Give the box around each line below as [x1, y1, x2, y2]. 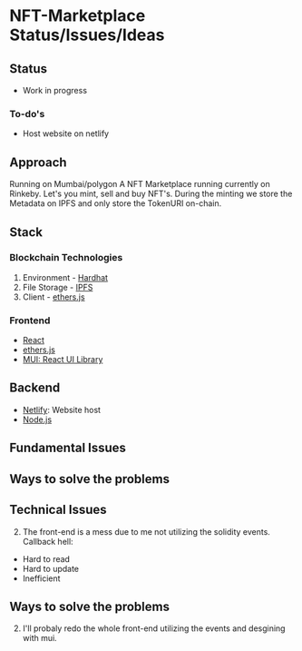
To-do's [9, 107, 45, 120]
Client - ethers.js [22, 291, 85, 302]
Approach [9, 154, 67, 170]
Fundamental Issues [9, 440, 127, 456]
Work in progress [22, 85, 88, 95]
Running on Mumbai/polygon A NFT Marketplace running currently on [9, 179, 270, 190]
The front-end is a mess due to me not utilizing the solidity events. [22, 526, 270, 537]
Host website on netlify [22, 128, 110, 139]
